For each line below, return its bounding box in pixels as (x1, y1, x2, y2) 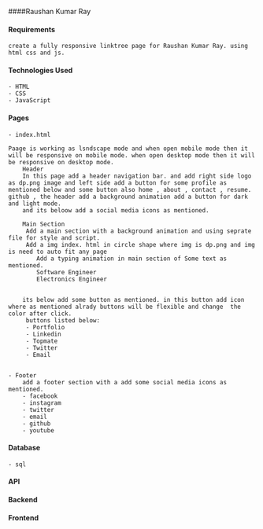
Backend (8, 495, 38, 504)
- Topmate (25, 337, 58, 345)
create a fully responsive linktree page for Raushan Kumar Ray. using (8, 42, 248, 50)
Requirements (8, 24, 56, 34)
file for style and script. (8, 233, 101, 242)
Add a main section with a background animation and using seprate (25, 227, 252, 235)
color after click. (8, 310, 72, 318)
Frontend (8, 512, 39, 522)
